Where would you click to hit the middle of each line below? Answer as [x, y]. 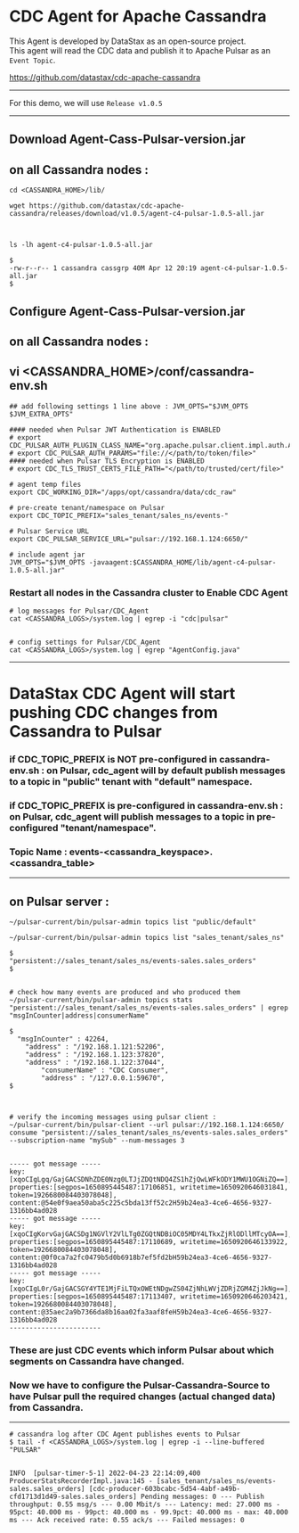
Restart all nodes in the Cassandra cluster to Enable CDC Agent [149, 592]
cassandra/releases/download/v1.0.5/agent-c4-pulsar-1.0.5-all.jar [137, 214]
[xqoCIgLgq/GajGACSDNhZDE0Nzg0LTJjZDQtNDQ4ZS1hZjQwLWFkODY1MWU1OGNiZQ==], [151, 1180]
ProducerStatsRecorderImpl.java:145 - [81, 1481]
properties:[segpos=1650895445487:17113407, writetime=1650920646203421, [149, 1297]
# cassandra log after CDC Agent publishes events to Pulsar [125, 1434]
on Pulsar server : [59, 901]
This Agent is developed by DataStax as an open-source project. [128, 41]
